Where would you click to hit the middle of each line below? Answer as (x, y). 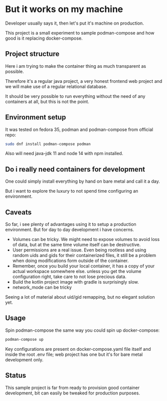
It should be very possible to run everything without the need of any (75, 96)
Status (16, 376)
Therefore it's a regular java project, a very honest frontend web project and (84, 81)
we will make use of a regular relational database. (56, 86)
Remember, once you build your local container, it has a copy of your (83, 266)
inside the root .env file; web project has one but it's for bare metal (74, 354)
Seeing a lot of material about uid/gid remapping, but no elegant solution (80, 297)
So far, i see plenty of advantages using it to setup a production (71, 224)
